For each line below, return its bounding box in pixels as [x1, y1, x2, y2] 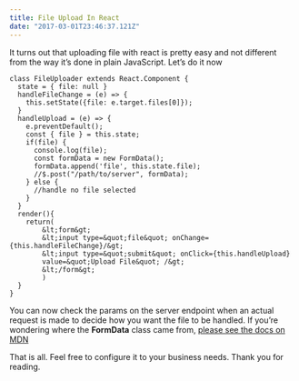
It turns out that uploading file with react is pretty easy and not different [9, 46, 277, 57]
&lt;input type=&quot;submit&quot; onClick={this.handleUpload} [42, 249, 291, 258]
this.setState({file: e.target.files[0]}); [25, 97, 194, 107]
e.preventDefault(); [25, 122, 104, 131]
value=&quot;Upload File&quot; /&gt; [42, 256, 184, 266]
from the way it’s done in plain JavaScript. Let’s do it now [9, 56, 223, 67]
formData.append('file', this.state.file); [33, 161, 202, 171]
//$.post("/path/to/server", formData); [33, 169, 189, 178]
